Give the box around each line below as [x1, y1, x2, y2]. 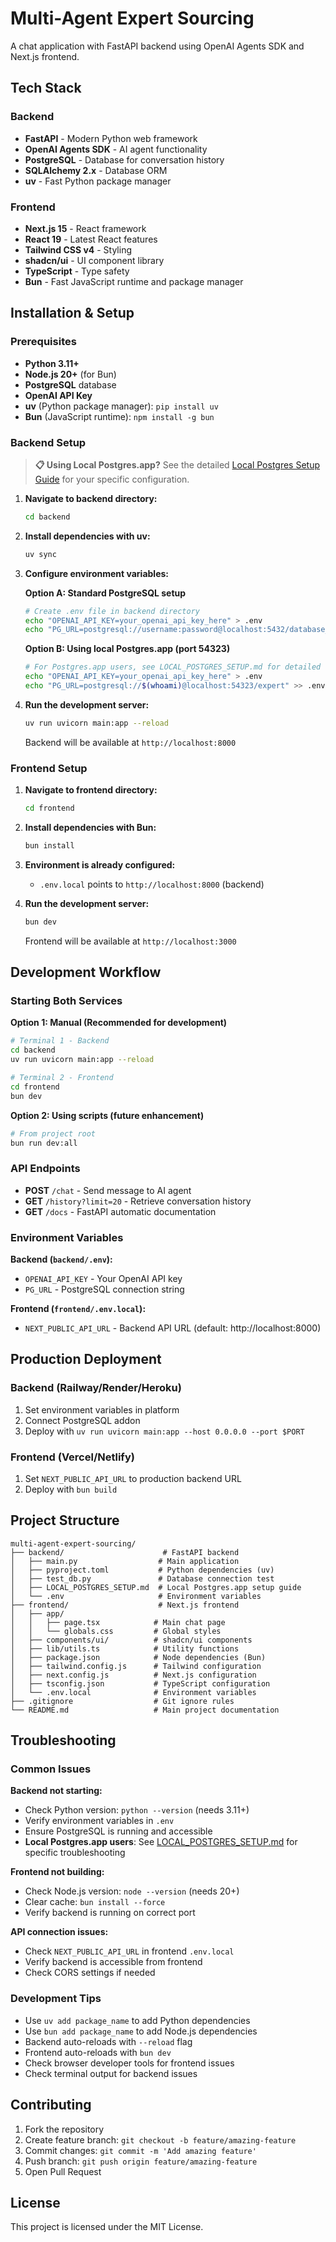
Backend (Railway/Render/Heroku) [10, 1381, 182, 1395]
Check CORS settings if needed [24, 1967, 156, 1979]
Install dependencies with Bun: [24, 821, 157, 833]
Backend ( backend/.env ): [10, 1253, 113, 1265]
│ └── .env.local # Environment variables [10, 1687, 257, 1697]
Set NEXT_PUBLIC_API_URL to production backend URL [24, 1472, 242, 1484]
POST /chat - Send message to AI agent [24, 1184, 192, 1196]
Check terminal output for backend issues [24, 2067, 198, 2079]
